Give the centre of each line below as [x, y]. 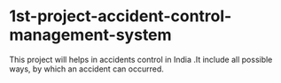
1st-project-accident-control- [121, 16]
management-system [90, 35]
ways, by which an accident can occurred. [86, 69]
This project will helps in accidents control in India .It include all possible [141, 59]
